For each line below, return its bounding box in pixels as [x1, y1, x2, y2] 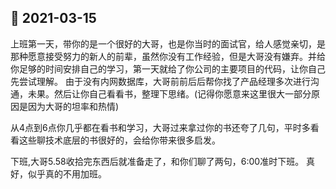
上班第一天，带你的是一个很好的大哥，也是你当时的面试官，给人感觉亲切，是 [10, 37, 326, 50]
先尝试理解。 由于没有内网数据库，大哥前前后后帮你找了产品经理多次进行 [10, 75, 311, 87]
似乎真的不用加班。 [27, 167, 107, 180]
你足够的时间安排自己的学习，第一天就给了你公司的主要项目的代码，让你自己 [10, 62, 326, 75]
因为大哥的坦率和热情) [27, 100, 120, 112]
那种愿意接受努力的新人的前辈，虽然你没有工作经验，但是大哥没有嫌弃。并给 [10, 50, 326, 62]
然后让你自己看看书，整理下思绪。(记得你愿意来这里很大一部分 [53, 87, 312, 100]
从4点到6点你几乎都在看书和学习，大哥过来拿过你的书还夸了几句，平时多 [10, 121, 311, 133]
